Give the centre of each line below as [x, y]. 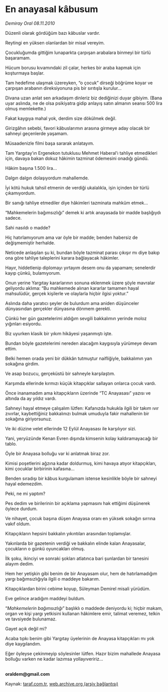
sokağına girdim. [22, 363]
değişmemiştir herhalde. [30, 242]
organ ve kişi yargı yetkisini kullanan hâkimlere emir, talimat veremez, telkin [83, 613]
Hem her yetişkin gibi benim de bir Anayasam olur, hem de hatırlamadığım [81, 574]
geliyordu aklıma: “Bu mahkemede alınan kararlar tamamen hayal [72, 288]
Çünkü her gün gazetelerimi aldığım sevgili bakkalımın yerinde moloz [76, 318]
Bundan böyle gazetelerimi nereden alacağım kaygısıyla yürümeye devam [81, 343]
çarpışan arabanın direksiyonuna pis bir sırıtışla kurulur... [63, 88]
